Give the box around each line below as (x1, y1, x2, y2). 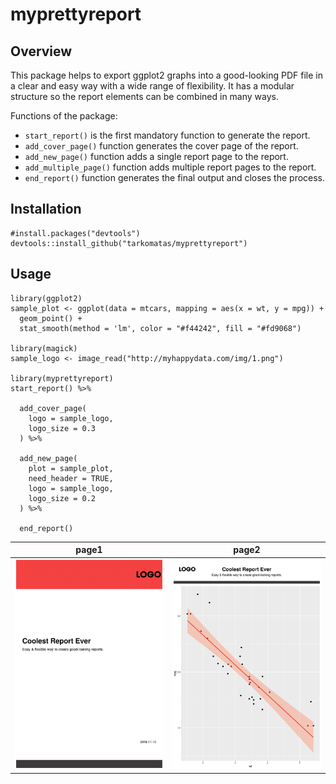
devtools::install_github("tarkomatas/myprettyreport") (10, 238, 248, 248)
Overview (10, 43, 73, 60)
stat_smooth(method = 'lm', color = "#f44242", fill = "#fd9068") (19, 323, 302, 333)
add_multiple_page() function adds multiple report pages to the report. (24, 161, 317, 173)
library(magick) (10, 343, 78, 353)
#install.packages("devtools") (10, 228, 141, 238)
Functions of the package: (10, 110, 118, 122)
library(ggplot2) (10, 293, 83, 303)
